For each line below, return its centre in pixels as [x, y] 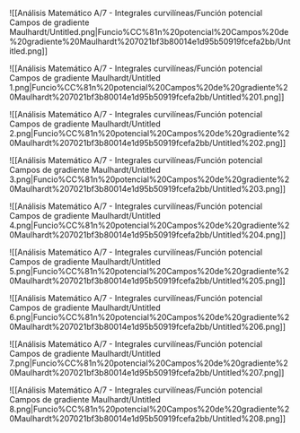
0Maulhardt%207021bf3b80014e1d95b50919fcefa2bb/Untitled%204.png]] [148, 235]
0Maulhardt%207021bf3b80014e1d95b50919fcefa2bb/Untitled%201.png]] [147, 97]
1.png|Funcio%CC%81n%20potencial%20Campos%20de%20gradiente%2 [149, 87]
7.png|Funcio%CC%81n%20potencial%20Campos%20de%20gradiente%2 [149, 363]
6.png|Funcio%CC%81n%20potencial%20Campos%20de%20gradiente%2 [150, 317]
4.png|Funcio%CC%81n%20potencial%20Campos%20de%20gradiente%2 [150, 225]
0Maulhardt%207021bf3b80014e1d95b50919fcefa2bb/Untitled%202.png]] [148, 143]
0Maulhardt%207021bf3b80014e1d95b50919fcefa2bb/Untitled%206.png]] [147, 327]
